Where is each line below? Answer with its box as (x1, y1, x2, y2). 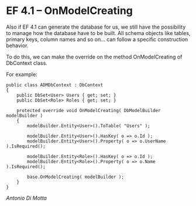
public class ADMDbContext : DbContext (6, 82, 104, 88)
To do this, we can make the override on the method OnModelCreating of (6, 53, 183, 60)
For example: (6, 71, 38, 78)
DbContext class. (6, 60, 48, 67)
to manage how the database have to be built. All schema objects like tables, (6, 29, 191, 36)
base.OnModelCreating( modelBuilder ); (27, 174, 125, 180)
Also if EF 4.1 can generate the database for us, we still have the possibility (6, 23, 186, 30)
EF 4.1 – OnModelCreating (6, 4, 133, 18)
